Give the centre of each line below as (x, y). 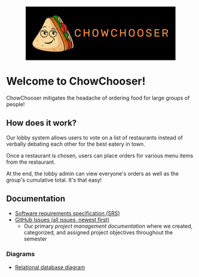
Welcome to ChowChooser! (76, 81)
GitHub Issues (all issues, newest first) (62, 219)
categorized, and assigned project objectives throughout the (98, 232)
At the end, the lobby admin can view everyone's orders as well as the (93, 173)
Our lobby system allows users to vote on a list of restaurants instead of (95, 137)
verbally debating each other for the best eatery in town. (76, 144)
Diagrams (21, 254)
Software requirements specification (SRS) (68, 213)
